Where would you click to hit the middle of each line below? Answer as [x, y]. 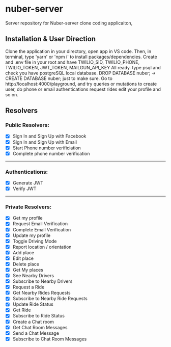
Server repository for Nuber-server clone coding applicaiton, [69, 23]
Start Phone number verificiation [47, 148]
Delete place [26, 264]
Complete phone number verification [51, 153]
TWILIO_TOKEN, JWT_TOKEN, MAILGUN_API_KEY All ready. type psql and [83, 67]
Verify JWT [24, 189]
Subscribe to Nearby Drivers [42, 281]
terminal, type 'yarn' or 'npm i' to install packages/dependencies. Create [81, 57]
